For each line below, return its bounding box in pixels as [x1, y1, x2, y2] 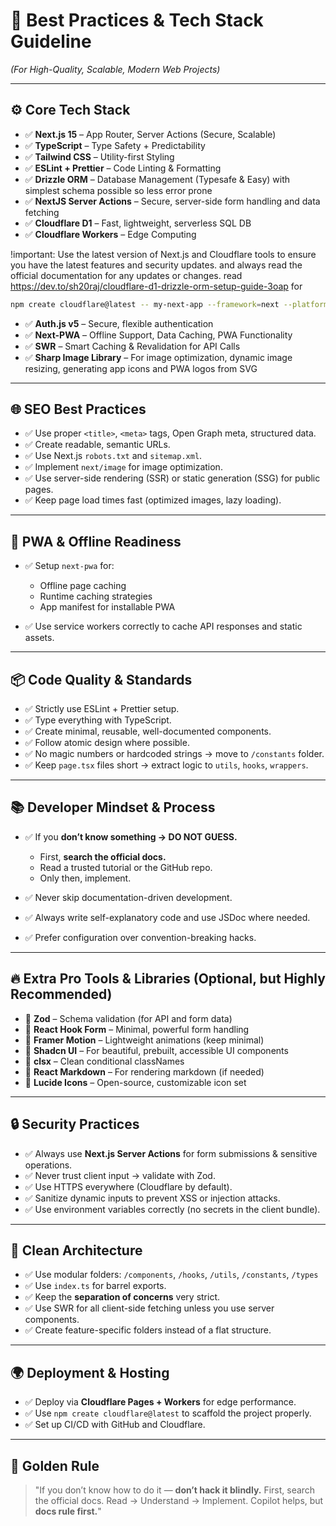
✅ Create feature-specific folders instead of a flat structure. [24, 1324, 272, 1336]
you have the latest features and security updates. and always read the [10, 259, 303, 271]
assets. [24, 632, 55, 644]
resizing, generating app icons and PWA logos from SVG [24, 362, 258, 374]
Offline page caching [39, 580, 127, 592]
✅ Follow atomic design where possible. [24, 737, 190, 749]
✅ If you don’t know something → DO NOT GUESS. [24, 830, 238, 843]
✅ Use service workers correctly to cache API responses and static [24, 620, 303, 633]
